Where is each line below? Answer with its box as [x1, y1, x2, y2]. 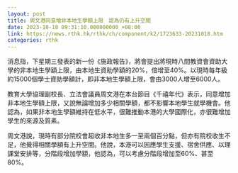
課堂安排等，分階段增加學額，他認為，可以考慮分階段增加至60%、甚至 [7, 150, 214, 158]
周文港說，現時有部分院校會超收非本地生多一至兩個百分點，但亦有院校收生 [7, 132, 225, 140]
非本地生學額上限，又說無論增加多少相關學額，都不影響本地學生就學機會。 [7, 99, 225, 107]
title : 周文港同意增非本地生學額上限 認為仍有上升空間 [7, 17, 151, 24]
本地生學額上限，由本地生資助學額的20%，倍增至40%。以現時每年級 [25, 66, 228, 74]
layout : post [7, 10, 46, 18]
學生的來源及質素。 [7, 116, 64, 125]
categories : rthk [7, 37, 59, 44]
